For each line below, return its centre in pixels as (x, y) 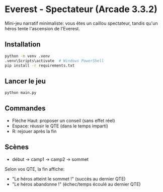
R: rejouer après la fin (34, 131)
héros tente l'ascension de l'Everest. (42, 28)
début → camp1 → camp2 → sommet (50, 159)
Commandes (25, 109)
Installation (23, 45)
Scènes (17, 147)
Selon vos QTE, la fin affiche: (35, 169)
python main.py (21, 93)
